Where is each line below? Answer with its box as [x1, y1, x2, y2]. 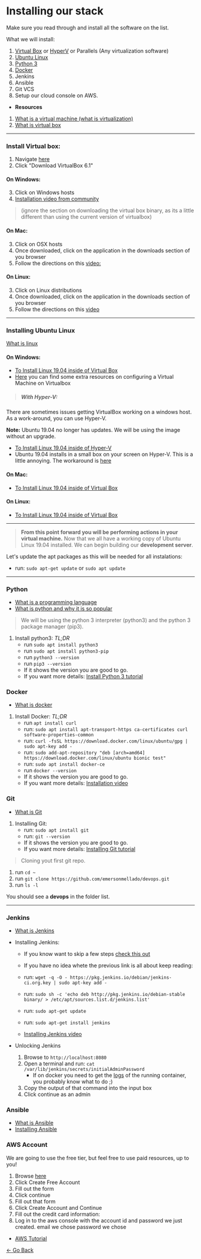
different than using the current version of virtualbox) [20, 213, 152, 221]
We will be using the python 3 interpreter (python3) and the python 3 [20, 617, 191, 624]
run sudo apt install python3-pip [23, 647, 109, 654]
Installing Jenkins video [23, 1030, 82, 1037]
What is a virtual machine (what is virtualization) [14, 115, 133, 122]
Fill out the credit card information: [14, 1210, 100, 1218]
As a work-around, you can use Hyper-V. [6, 415, 106, 422]
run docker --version [23, 767, 77, 774]
